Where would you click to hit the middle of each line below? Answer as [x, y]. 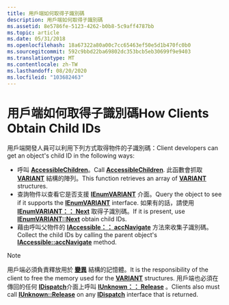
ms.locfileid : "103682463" [45, 77]
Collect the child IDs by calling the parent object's [87, 235]
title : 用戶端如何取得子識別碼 [46, 13]
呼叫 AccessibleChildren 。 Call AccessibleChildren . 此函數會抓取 [110, 170]
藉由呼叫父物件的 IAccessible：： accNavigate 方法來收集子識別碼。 [114, 228]
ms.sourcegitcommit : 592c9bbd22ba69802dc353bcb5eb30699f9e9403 [99, 52]
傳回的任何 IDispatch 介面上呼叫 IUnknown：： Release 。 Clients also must [113, 287]
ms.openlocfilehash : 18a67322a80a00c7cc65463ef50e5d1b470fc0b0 [99, 45]
